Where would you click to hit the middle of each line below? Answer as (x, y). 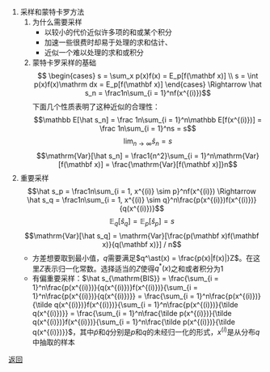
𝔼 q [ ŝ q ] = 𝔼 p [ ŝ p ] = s (142, 222)
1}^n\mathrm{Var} (230, 156)
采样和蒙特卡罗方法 (52, 12)
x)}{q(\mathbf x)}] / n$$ (142, 244)
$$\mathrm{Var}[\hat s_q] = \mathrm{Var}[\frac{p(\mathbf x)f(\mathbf (142, 235)
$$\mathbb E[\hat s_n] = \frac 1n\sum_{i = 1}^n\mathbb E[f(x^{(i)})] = (148, 120)
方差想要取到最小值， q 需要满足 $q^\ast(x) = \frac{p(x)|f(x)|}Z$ (136, 258)
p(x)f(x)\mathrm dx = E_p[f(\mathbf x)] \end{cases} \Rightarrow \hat (148, 84)
